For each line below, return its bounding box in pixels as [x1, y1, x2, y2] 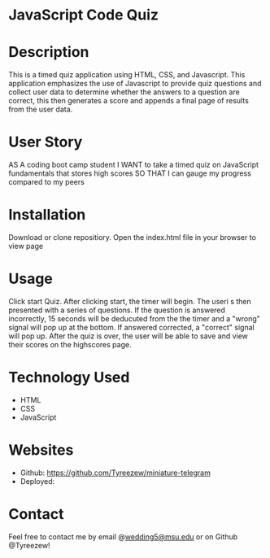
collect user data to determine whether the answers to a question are [8, 87, 240, 97]
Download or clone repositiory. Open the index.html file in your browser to [8, 233, 256, 242]
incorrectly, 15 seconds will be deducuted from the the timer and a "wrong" [8, 313, 260, 323]
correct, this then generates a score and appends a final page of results [8, 96, 250, 106]
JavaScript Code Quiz [8, 6, 159, 24]
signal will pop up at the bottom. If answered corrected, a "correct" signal [8, 322, 255, 332]
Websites [8, 441, 74, 460]
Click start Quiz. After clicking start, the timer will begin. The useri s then [8, 296, 252, 306]
